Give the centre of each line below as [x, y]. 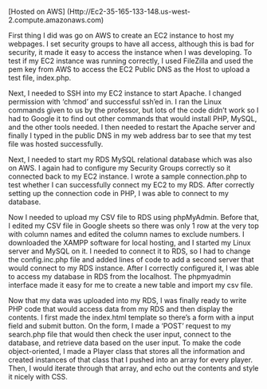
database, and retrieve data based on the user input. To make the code [125, 343]
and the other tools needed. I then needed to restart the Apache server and [132, 127]
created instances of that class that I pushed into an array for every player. [131, 360]
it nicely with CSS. [38, 377]
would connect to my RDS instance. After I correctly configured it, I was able [133, 268]
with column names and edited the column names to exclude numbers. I [126, 234]
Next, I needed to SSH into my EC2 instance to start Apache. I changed [125, 93]
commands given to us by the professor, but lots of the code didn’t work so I [133, 110]
